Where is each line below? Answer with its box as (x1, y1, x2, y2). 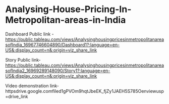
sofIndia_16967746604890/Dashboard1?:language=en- (5, 41, 120, 47)
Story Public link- (5, 57, 41, 63)
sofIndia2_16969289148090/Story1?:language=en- (5, 67, 110, 74)
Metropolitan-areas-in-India (5, 14, 126, 26)
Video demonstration (5, 82, 49, 89)
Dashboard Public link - (5, 31, 54, 37)
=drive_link (5, 93, 28, 99)
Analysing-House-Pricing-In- (5, 4, 132, 15)
